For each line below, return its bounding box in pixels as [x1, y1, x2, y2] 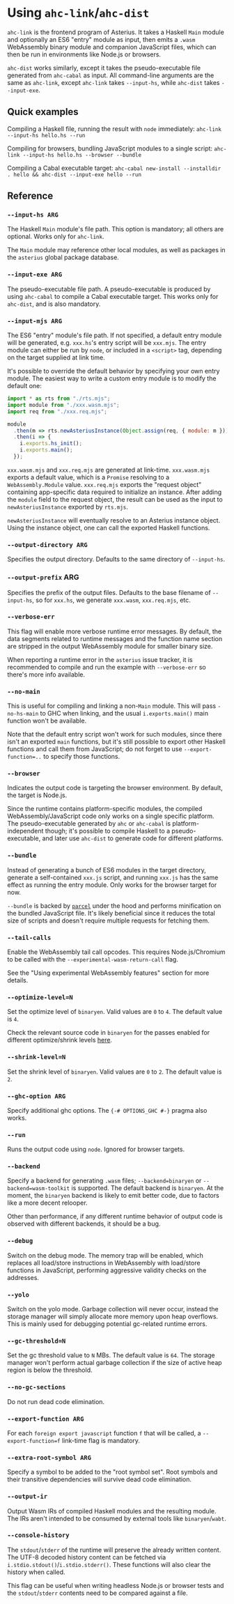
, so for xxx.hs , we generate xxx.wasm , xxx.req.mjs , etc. [32, 596, 192, 604]
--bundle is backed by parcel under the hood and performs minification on [7, 901, 221, 910]
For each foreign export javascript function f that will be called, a [7, 1428, 201, 1437]
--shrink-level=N [7, 1054, 66, 1061]
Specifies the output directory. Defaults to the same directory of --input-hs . [7, 555, 225, 564]
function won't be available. [7, 716, 87, 725]
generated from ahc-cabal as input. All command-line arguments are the [7, 71, 214, 79]
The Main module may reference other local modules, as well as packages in [7, 246, 226, 254]
